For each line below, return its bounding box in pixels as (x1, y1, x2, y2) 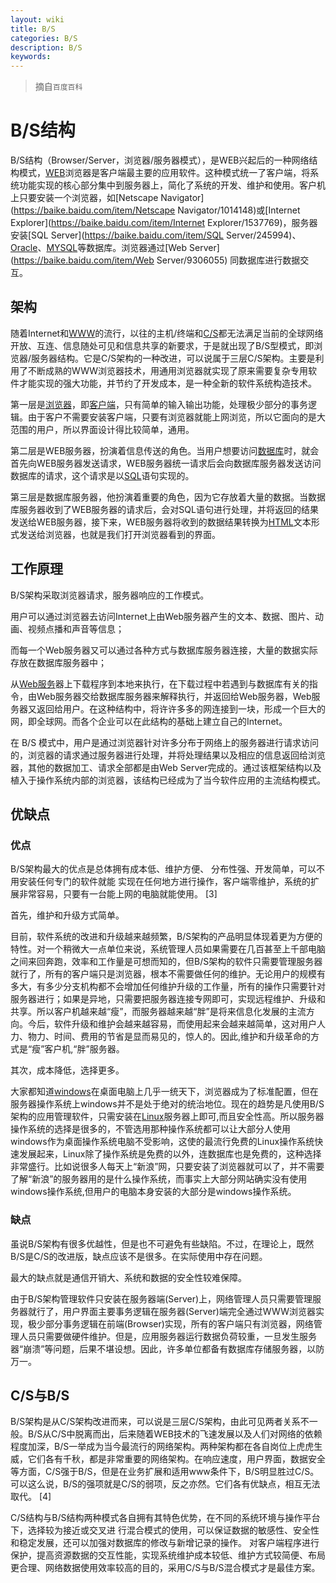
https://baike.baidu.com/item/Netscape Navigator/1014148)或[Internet (13, 204, 301, 216)
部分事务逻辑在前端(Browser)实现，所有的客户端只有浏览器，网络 (44, 1317, 314, 1330)
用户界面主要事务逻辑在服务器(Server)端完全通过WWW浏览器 (62, 1305, 316, 1317)
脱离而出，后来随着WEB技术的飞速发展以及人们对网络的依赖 (74, 1428, 323, 1440)
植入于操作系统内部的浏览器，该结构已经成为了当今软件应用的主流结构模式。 (10, 774, 326, 786)
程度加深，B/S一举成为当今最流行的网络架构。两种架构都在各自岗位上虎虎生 (10, 1441, 323, 1453)
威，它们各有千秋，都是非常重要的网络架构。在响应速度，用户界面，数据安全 (10, 1453, 326, 1465)
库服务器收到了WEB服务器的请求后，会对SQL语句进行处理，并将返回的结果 (10, 503, 319, 515)
